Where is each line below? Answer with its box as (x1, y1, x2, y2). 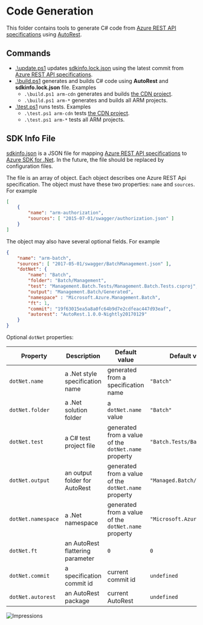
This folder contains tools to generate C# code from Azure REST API (6, 24, 176, 31)
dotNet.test (9, 438, 44, 446)
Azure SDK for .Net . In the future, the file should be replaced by (6, 156, 164, 163)
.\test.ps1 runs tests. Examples (14, 103, 91, 110)
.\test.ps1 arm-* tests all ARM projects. (24, 116, 125, 123)
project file (64, 441, 95, 450)
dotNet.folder (9, 407, 50, 414)
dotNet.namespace (9, 516, 59, 523)
